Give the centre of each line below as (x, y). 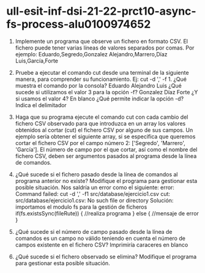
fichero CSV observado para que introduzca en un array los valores (100, 123)
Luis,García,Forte (37, 61)
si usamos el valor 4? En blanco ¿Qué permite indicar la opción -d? (99, 99)
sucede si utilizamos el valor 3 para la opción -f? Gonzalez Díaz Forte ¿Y (106, 92)
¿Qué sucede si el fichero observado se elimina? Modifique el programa (106, 256)
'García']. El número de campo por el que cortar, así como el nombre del (106, 149)
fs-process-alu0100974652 (79, 24)
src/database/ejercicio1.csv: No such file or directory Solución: (94, 200)
